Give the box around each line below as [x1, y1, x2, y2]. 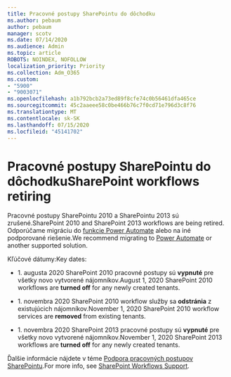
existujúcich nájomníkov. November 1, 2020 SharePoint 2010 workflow [17, 305, 220, 313]
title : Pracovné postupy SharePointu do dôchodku [7, 10, 156, 18]
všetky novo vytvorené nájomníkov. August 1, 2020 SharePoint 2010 [17, 276, 213, 285]
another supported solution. [7, 241, 88, 250]
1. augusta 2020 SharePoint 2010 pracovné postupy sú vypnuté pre [17, 269, 214, 277]
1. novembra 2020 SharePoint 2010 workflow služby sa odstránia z [17, 297, 212, 306]
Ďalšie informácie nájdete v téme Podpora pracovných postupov [7, 354, 193, 363]
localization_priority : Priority [7, 63, 105, 70]
